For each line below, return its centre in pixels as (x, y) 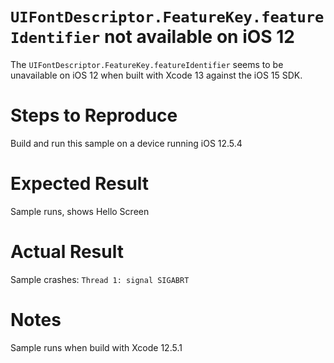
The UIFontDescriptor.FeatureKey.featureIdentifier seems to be (147, 64)
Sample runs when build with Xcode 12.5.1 (96, 347)
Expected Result (80, 184)
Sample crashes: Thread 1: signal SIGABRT (100, 279)
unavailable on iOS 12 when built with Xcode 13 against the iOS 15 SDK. (156, 75)
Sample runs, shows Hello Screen (80, 211)
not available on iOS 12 (199, 37)
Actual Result (67, 252)
